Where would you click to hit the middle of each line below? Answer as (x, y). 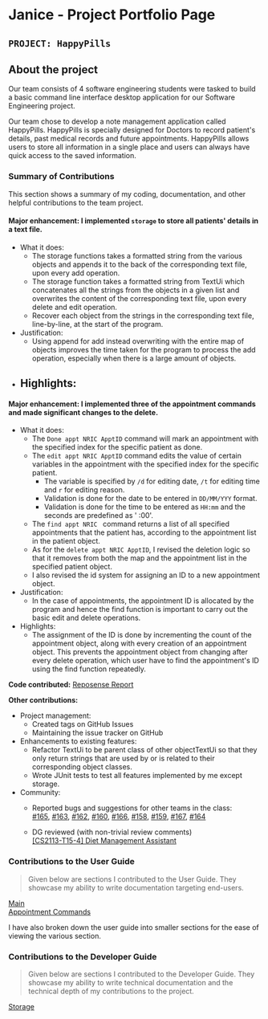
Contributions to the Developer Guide (83, 956)
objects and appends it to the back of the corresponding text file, (139, 264)
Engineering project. (42, 106)
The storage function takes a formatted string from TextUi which (138, 281)
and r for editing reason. (84, 490)
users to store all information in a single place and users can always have (129, 147)
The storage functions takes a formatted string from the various (137, 255)
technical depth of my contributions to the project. (111, 991)
